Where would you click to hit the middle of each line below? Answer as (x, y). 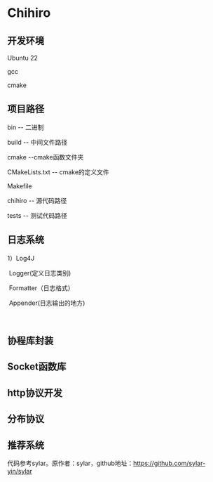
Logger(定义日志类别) (40, 273)
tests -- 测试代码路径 (37, 215)
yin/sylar (20, 471)
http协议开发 (35, 392)
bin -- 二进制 (26, 127)
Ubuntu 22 (23, 58)
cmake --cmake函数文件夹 (46, 157)
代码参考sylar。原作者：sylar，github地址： (70, 463)
